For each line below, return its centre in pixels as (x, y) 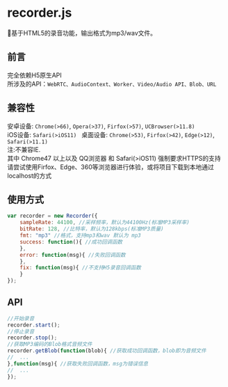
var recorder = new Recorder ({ (52, 216)
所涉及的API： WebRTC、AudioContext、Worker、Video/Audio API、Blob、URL (112, 84)
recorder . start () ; (34, 325)
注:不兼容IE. (24, 149)
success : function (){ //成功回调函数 (71, 242)
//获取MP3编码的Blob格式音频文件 (50, 345)
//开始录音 (21, 318)
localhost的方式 (30, 175)
